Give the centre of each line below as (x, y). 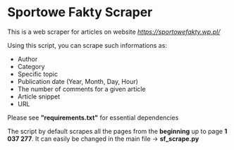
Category (31, 66)
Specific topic (38, 74)
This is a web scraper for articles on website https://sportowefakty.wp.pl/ (114, 32)
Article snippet (39, 96)
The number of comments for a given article (81, 89)
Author (27, 59)
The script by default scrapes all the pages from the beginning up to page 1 (117, 131)
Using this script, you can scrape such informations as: (87, 45)
